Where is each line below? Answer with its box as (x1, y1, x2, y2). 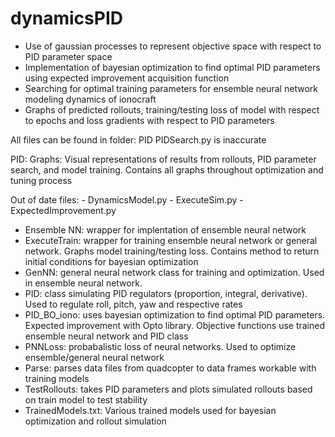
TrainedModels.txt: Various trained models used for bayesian (24, 404, 277, 416)
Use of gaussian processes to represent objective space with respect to (24, 40, 322, 52)
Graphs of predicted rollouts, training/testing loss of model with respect (24, 103, 320, 116)
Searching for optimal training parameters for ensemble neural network (24, 82, 318, 94)
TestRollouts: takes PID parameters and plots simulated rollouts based (24, 383, 313, 395)
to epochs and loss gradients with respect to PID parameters (24, 114, 275, 126)
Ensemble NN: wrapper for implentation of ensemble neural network (24, 223, 307, 236)
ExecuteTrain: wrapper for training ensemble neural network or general (24, 234, 318, 246)
